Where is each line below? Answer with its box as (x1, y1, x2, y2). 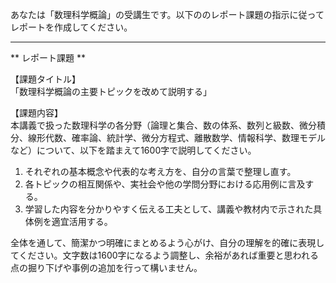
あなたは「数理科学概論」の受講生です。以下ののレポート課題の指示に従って (10, 9, 325, 20)
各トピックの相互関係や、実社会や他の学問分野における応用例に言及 (24, 178, 306, 190)
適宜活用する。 (51, 216, 113, 227)
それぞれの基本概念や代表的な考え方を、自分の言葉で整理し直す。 (24, 166, 297, 177)
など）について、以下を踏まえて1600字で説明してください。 (10, 144, 257, 156)
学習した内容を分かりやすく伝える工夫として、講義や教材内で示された (24, 203, 314, 215)
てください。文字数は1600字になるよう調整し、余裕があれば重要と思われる (10, 249, 319, 261)
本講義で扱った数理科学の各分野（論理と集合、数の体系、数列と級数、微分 (10, 119, 317, 131)
